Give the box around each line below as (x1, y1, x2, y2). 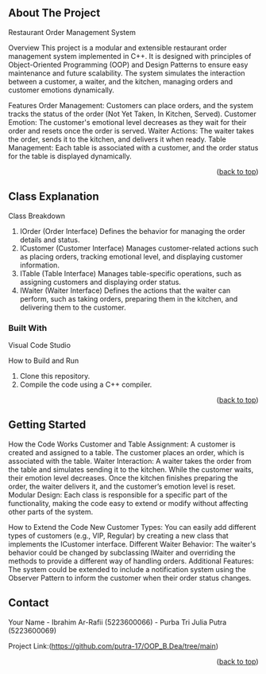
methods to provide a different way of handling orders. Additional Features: (8, 556, 254, 566)
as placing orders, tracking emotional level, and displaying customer (19, 251, 244, 261)
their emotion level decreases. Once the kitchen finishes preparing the (8, 473, 238, 482)
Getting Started (8, 418, 87, 432)
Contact (8, 596, 49, 610)
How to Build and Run (8, 356, 79, 365)
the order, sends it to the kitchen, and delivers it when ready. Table (8, 134, 226, 144)
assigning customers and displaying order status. (19, 277, 181, 286)
